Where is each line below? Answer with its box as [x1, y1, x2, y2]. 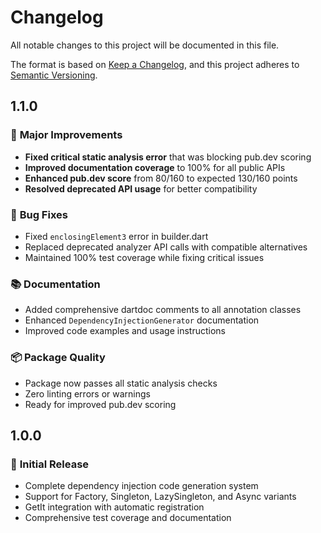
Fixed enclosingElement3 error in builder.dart [24, 230, 209, 242]
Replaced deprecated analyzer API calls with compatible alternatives [24, 241, 308, 253]
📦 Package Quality [10, 351, 106, 365]
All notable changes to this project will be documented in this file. [10, 39, 280, 51]
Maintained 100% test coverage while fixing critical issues [24, 251, 265, 263]
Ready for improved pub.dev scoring [24, 398, 177, 410]
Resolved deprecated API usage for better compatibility [24, 182, 258, 195]
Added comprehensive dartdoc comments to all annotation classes [24, 304, 302, 316]
